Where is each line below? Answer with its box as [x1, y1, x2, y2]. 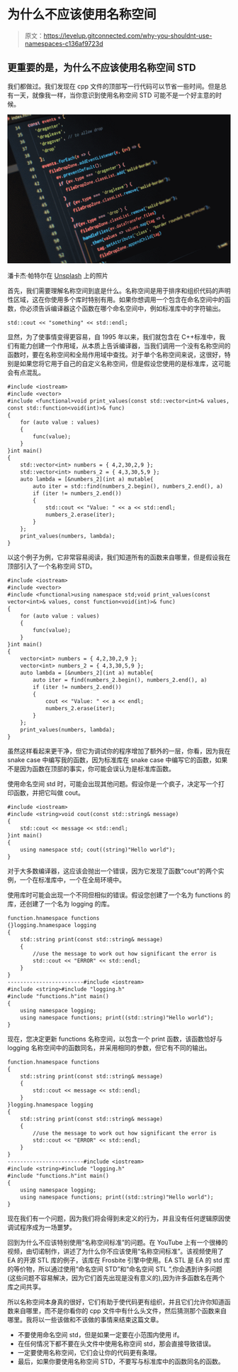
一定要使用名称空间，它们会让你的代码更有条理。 [17, 1349, 161, 1357]
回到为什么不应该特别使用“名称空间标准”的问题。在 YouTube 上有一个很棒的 [7, 1238, 228, 1247]
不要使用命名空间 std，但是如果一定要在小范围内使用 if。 [17, 1331, 183, 1339]
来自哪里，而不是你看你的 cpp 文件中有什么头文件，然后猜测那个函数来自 [13, 1307, 227, 1315]
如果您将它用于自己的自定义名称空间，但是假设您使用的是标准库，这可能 [19, 360, 231, 368]
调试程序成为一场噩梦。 [7, 1223, 76, 1232]
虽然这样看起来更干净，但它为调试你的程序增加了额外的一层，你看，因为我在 [7, 747, 231, 756]
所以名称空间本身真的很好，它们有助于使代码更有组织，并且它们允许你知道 [7, 1298, 225, 1307]
